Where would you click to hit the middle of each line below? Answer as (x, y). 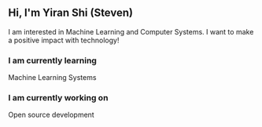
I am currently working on (58, 98)
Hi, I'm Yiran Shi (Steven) (71, 13)
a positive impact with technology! (64, 40)
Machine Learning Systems (52, 78)
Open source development (51, 115)
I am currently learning (52, 60)
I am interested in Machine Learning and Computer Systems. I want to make (131, 31)
